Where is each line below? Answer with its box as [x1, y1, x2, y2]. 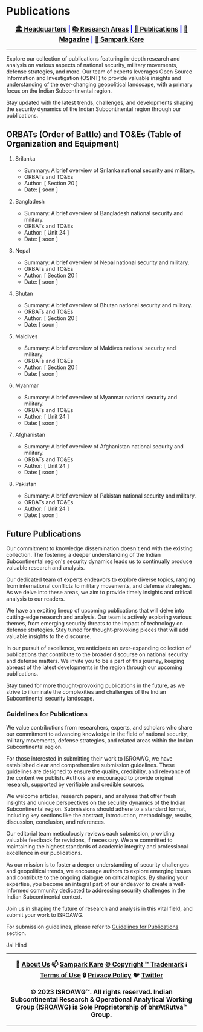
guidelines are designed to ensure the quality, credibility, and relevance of [6, 768, 190, 775]
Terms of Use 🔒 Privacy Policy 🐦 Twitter [40, 971, 163, 980]
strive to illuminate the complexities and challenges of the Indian [6, 688, 166, 696]
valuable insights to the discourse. [6, 633, 92, 640]
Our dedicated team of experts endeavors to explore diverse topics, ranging [6, 576, 195, 583]
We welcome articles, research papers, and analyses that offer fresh [6, 792, 177, 799]
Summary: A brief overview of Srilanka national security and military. [24, 167, 195, 174]
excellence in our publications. [6, 849, 83, 856]
